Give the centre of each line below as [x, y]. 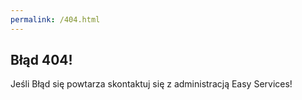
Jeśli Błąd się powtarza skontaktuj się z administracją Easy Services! [151, 84]
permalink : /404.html [55, 19]
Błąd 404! [41, 60]
